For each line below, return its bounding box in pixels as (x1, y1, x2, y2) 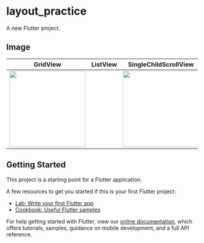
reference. (6, 230, 32, 238)
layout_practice (6, 4, 87, 18)
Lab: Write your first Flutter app (15, 199, 94, 206)
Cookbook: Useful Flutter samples (15, 206, 101, 213)
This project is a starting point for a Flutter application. (6, 175, 142, 183)
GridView (33, 60, 62, 68)
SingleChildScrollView (127, 60, 194, 68)
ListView (91, 60, 117, 68)
